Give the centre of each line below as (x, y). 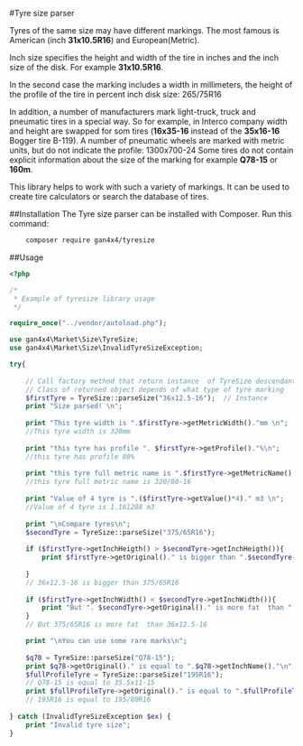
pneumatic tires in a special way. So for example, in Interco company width (148, 121)
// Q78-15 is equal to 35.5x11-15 (90, 683)
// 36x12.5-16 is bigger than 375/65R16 (102, 583)
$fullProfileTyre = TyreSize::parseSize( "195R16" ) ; (124, 675)
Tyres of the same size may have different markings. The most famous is (144, 30)
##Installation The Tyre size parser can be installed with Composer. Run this (151, 214)
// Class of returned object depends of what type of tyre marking (155, 389)
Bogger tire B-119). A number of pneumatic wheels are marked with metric (147, 140)
